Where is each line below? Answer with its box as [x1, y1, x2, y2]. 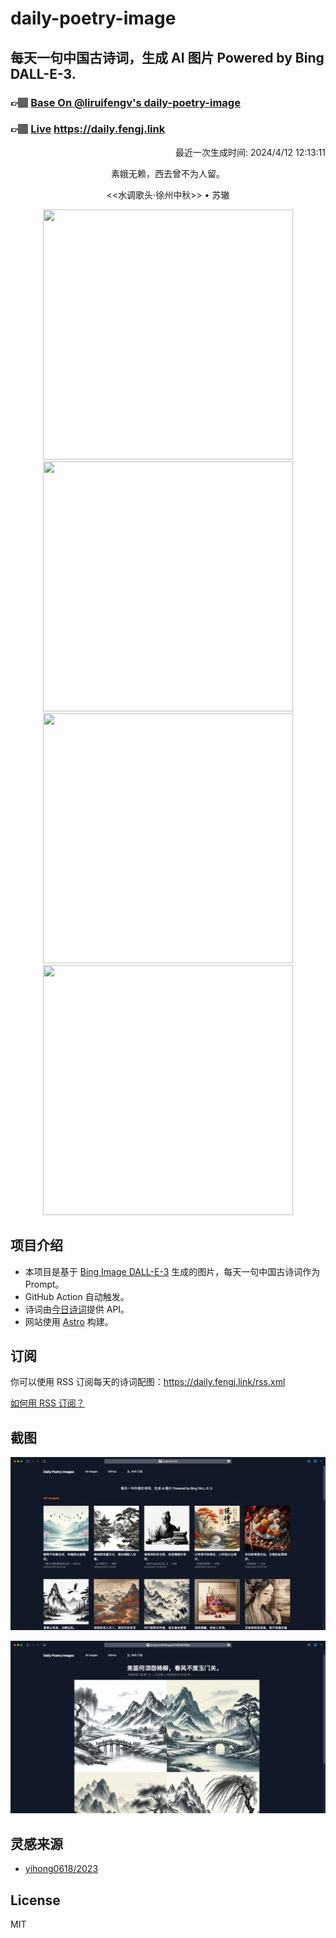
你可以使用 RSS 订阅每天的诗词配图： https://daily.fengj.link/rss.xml [10, 1376, 286, 1388]
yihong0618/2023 [24, 1863, 99, 1875]
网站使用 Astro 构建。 [24, 1315, 114, 1327]
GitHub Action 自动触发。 [24, 1290, 130, 1302]
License [10, 1892, 61, 1909]
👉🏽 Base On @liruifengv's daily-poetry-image [10, 95, 241, 109]
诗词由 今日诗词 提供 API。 [24, 1303, 130, 1315]
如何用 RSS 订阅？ [10, 1397, 85, 1409]
